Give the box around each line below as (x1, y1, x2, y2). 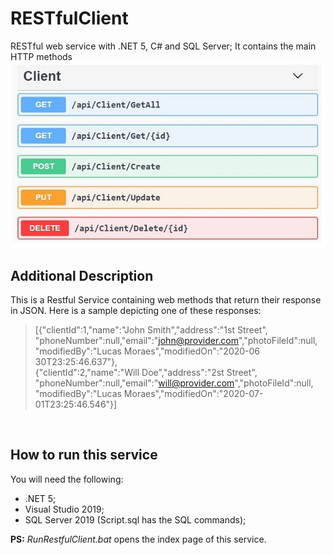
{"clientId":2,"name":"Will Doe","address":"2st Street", (34, 367, 258, 379)
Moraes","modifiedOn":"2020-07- (123, 388, 264, 400)
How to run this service (10, 447, 158, 464)
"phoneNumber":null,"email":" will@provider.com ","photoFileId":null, (34, 377, 314, 389)
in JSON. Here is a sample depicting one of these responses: (10, 305, 262, 317)
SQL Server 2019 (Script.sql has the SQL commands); (24, 513, 247, 526)
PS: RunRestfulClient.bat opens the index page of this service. (10, 533, 267, 545)
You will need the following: (10, 473, 124, 485)
